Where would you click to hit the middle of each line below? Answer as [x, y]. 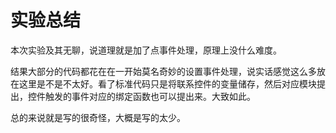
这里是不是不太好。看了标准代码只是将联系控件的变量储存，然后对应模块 [167, 83]
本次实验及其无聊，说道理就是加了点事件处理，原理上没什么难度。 [146, 50]
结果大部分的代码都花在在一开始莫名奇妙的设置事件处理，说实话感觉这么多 [163, 71]
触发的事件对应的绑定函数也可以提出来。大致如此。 [150, 96]
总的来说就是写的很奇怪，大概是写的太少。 [98, 117]
